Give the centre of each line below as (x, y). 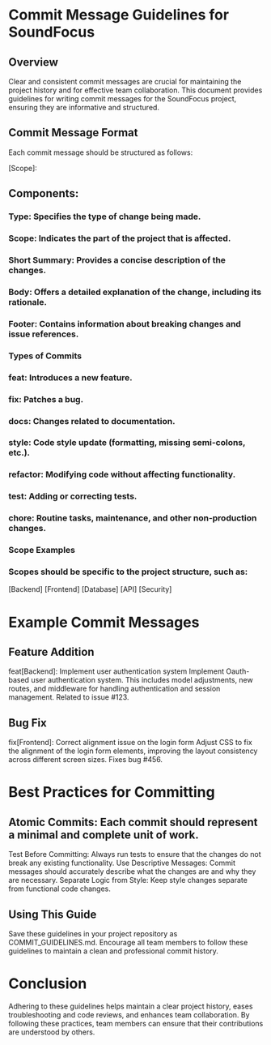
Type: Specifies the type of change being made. (105, 216)
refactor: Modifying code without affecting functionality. (122, 474)
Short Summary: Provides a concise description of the (117, 259)
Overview (34, 62)
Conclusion (48, 984)
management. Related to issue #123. (69, 697)
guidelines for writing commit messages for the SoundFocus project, (123, 99)
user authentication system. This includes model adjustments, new (142, 680)
